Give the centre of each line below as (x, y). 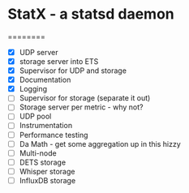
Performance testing (54, 135)
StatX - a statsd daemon (91, 14)
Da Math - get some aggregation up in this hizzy (100, 144)
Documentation (45, 80)
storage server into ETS (59, 61)
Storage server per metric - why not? (81, 107)
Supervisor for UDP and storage (73, 71)
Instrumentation (46, 126)
